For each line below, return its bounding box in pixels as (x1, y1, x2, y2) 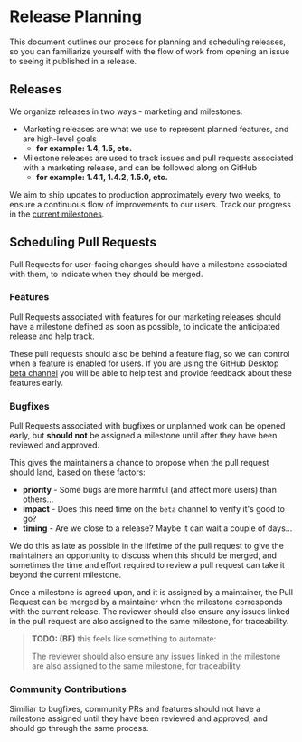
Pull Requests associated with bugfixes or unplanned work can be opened (9, 420, 286, 431)
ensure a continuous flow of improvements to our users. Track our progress (9, 198, 292, 209)
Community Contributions (9, 683, 127, 696)
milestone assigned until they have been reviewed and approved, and (9, 713, 269, 724)
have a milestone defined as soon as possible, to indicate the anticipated (9, 321, 280, 332)
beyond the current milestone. (9, 569, 122, 581)
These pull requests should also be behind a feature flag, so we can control (9, 348, 290, 359)
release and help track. (9, 331, 95, 342)
